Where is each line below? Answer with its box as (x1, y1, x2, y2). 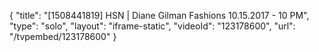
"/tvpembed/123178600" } (9, 31, 117, 42)
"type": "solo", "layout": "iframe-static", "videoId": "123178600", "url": (9, 20, 296, 32)
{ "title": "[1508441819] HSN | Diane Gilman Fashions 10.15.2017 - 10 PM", (9, 10, 310, 21)
